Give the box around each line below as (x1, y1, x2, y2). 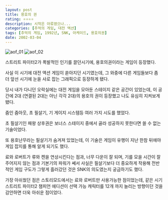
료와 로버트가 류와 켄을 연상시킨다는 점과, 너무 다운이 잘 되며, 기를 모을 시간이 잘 (5, 154, 161, 160)
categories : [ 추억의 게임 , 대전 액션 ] (5, 26, 76, 31)
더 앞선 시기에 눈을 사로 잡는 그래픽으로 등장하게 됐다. (5, 76, 109, 82)
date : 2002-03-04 (5, 35, 41, 40)
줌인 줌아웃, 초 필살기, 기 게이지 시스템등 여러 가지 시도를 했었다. (5, 109, 130, 115)
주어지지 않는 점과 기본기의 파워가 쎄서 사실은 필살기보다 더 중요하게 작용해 (5, 160, 151, 166)
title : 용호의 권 (5, 12, 37, 17)
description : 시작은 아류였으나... (5, 21, 71, 26)
